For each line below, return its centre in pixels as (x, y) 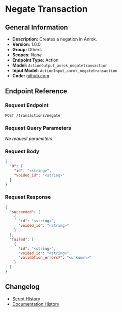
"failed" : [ (22, 239)
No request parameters (29, 139)
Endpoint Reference (36, 91)
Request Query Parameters (38, 128)
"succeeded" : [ (25, 212)
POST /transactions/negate (33, 115)
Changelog (22, 287)
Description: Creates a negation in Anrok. (55, 39)
